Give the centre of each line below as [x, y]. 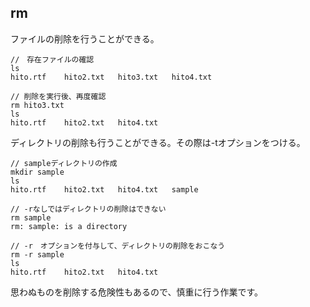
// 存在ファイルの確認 [52, 59]
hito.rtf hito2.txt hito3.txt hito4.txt [111, 77]
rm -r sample [37, 254]
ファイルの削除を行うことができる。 [85, 38]
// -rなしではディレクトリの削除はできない [88, 209]
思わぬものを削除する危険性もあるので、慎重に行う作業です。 [137, 292]
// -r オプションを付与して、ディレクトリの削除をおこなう [118, 246]
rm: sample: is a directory [69, 226]
